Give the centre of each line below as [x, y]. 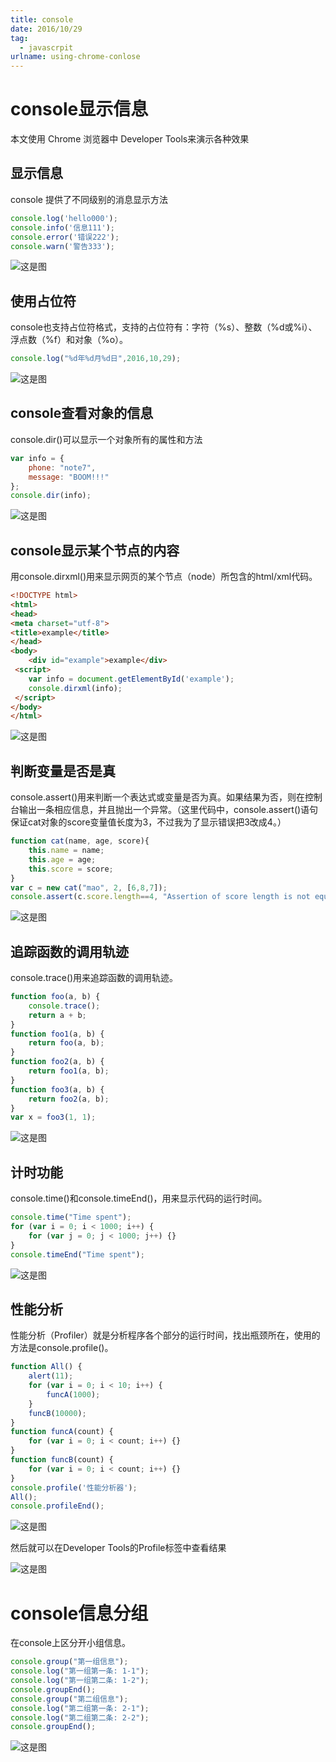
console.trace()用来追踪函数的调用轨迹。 [94, 978]
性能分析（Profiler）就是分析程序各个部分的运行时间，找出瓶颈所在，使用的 [165, 1335]
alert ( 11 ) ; [51, 1376]
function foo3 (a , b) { [57, 1089]
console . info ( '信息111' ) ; [63, 227]
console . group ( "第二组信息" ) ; [69, 1699]
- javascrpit [46, 47]
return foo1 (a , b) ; [69, 1071]
